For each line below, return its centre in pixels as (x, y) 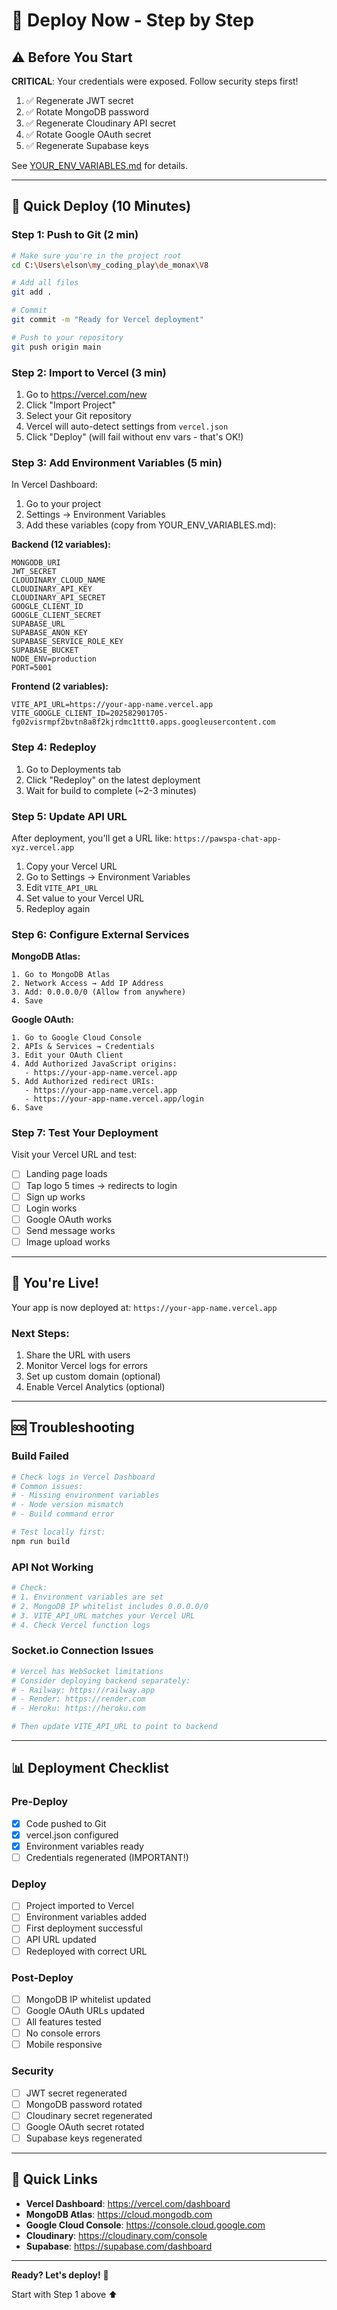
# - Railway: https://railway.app (83, 1690)
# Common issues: (47, 1486)
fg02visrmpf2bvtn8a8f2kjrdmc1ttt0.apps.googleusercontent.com (143, 722)
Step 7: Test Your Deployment (85, 1133)
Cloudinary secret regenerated (89, 2115)
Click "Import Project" (70, 405)
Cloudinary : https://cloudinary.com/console (116, 2235)
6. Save (27, 1108)
